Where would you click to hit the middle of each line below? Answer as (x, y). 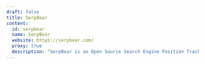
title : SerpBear (27, 18)
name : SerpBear (31, 35)
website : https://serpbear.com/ (53, 40)
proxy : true (27, 46)
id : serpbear (28, 29)
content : (17, 23)
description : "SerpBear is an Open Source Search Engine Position (98, 52)
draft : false (23, 12)
